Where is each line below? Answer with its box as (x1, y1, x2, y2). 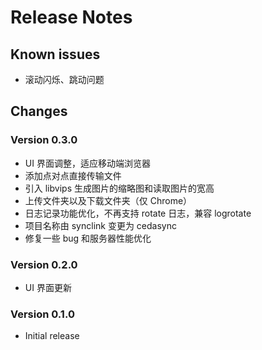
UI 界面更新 (24, 281, 72, 293)
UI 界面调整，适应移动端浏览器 (24, 157, 151, 169)
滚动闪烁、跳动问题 (24, 74, 105, 85)
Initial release (24, 330, 80, 342)
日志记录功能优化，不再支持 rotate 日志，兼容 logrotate (24, 207, 252, 219)
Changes (10, 103, 68, 120)
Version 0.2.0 (10, 257, 78, 271)
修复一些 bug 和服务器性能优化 (24, 232, 152, 244)
